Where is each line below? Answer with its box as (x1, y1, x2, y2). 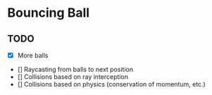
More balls (17, 51, 49, 59)
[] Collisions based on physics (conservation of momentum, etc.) (17, 80, 206, 89)
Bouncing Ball (7, 5, 90, 21)
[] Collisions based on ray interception (17, 73, 129, 81)
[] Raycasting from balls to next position (17, 65, 134, 74)
